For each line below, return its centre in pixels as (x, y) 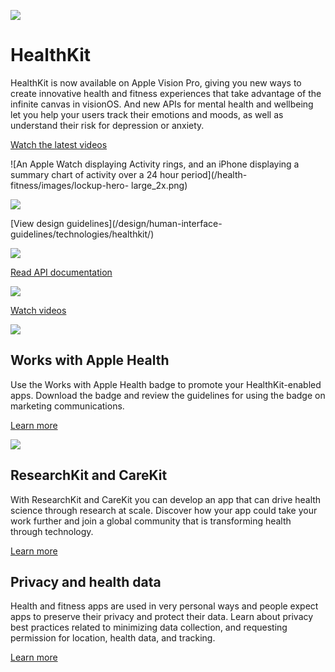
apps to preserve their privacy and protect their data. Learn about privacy (162, 617)
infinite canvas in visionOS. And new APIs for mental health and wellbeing (162, 104)
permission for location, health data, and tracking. (113, 638)
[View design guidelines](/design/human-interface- (116, 223)
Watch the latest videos (59, 144)
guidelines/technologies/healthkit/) (82, 234)
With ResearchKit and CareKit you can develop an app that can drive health (166, 499)
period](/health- (214, 174)
